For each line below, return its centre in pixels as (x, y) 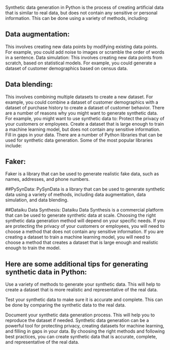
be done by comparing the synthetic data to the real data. (66, 305)
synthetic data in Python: (46, 272)
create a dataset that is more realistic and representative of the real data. (82, 290)
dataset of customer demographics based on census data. (67, 68)
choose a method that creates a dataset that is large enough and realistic (82, 243)
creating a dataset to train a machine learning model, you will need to (78, 237)
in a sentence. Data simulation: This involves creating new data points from (84, 57)
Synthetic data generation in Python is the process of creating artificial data (84, 7)
